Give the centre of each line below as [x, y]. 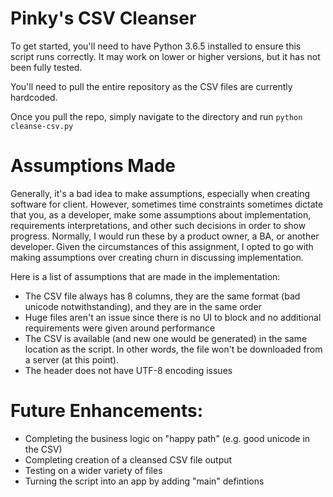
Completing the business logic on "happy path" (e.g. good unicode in [167, 438]
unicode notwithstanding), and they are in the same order [143, 306]
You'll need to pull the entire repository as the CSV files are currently [151, 86]
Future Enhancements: [107, 411]
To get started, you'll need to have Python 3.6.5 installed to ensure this [156, 46]
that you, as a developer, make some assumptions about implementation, [161, 214]
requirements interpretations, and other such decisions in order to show [158, 225]
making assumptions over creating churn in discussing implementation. [157, 257]
